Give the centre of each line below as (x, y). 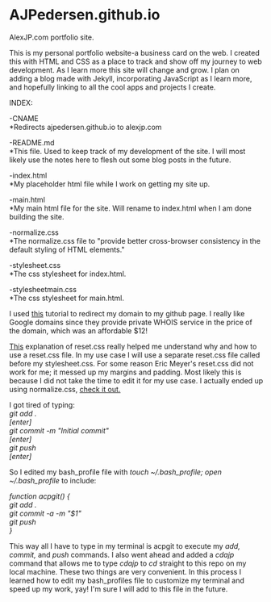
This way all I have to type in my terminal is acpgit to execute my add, (125, 546)
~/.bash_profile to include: (53, 480)
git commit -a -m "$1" (45, 513)
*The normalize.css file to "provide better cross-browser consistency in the (135, 240)
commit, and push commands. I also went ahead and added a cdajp (122, 554)
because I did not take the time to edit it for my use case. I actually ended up (136, 380)
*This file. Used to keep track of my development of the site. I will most (127, 151)
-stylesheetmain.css (43, 289)
